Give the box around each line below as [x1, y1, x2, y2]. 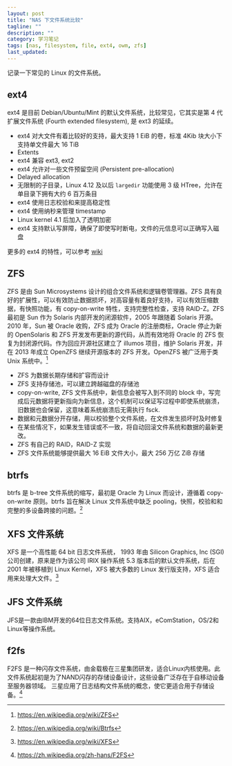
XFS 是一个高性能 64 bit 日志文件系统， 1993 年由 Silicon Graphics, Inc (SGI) [7, 548, 224, 557]
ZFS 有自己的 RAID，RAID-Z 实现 [17, 440, 111, 449]
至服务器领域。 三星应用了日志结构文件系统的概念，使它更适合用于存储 [7, 682, 209, 690]
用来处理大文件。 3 [7, 573, 59, 583]
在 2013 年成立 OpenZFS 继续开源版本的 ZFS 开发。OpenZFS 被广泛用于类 [7, 347, 219, 356]
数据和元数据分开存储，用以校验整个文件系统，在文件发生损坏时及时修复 [17, 414, 223, 422]
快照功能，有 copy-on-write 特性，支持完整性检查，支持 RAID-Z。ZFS [25, 304, 224, 312]
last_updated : [7, 49, 48, 56]
